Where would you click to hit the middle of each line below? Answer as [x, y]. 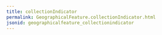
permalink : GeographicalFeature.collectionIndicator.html [81, 17]
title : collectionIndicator [42, 12]
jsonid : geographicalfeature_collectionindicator [70, 23]
